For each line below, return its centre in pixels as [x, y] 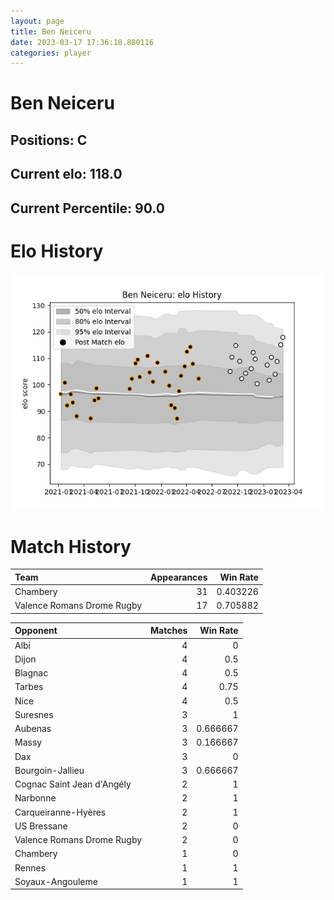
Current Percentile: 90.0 [87, 208]
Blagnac [31, 673]
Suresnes [34, 714]
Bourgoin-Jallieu [49, 770]
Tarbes [29, 687]
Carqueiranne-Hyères [60, 812]
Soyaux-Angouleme [56, 881]
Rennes [30, 867]
